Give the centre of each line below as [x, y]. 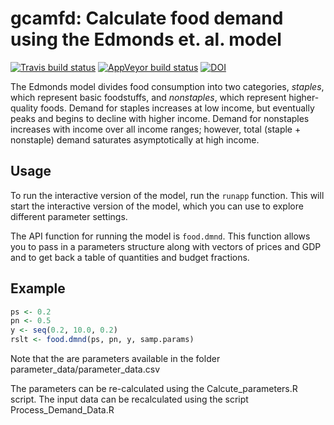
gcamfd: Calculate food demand [147, 18]
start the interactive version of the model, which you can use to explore [157, 206]
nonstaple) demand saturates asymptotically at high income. [135, 139]
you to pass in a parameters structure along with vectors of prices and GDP [166, 246]
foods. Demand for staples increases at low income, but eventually [177, 108]
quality [24, 108]
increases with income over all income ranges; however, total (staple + [156, 129]
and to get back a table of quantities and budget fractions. [130, 257]
